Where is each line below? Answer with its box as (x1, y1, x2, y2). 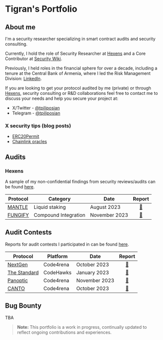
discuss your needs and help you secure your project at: (5, 95, 119, 101)
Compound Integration (33, 211, 85, 218)
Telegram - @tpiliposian (12, 110, 61, 116)
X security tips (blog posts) (5, 122, 71, 129)
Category (48, 195, 71, 202)
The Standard (7, 269, 39, 276)
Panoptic (7, 277, 28, 284)
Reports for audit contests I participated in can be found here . (5, 241, 129, 247)
